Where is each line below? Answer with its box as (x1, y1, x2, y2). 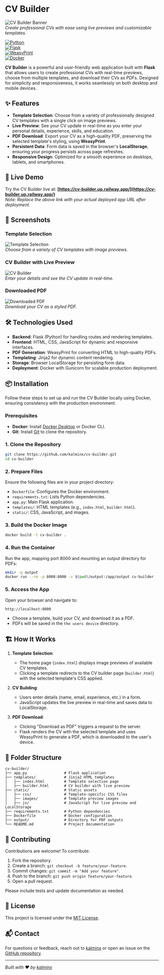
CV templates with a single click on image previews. (12, 117, 117, 123)
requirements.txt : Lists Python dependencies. (12, 494, 106, 500)
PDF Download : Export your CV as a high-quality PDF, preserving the (12, 133, 152, 139)
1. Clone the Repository (5, 441, 61, 448)
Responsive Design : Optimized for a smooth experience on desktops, (12, 154, 153, 160)
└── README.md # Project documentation (5, 822, 115, 827)
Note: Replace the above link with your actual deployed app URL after (5, 196, 146, 202)
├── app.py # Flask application (5, 770, 106, 776)
